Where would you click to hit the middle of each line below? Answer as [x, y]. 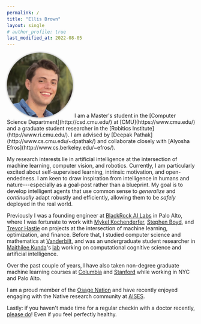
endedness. [21, 178]
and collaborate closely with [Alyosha [144, 141]
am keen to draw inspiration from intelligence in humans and [115, 178]
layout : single [26, 25]
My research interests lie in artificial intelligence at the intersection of [92, 159]
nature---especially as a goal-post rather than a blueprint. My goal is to [95, 185]
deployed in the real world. [40, 204]
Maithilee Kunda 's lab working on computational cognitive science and [94, 247]
